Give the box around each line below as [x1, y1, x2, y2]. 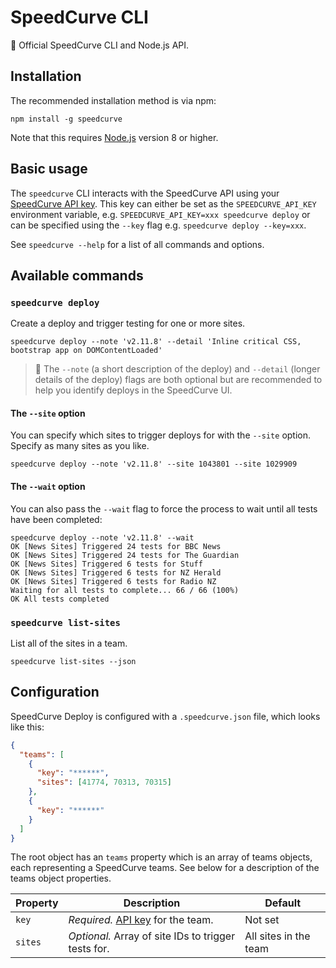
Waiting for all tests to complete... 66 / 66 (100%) [10, 585, 240, 595]
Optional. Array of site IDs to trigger [68, 929, 236, 943]
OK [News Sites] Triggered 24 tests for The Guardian [10, 550, 240, 560]
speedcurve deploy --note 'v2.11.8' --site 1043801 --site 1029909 [10, 459, 298, 470]
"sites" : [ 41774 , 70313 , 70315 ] [36, 777, 172, 788]
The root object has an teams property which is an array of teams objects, [10, 851, 313, 863]
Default [264, 896, 302, 910]
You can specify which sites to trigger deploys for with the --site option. [10, 429, 312, 441]
